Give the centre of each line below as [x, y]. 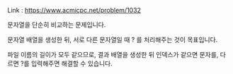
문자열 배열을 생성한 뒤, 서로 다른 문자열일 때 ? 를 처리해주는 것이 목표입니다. [113, 39]
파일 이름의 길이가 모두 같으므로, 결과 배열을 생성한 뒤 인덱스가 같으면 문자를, [113, 55]
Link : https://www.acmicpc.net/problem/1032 [74, 10]
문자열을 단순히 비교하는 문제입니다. [57, 25]
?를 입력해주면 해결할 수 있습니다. [66, 63]
